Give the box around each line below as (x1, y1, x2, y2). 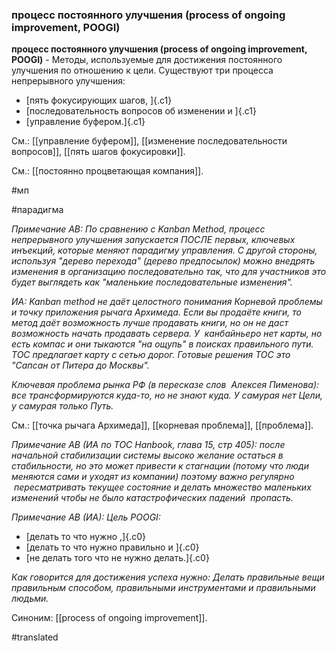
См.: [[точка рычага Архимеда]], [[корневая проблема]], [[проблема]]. (11, 419, 314, 432)
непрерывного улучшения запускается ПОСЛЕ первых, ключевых (11, 234, 296, 246)
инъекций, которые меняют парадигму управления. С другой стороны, (11, 244, 318, 257)
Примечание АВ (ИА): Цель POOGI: (11, 511, 161, 523)
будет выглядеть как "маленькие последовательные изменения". (11, 276, 293, 288)
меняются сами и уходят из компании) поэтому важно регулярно (11, 471, 295, 483)
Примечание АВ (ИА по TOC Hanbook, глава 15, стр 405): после (11, 439, 286, 451)
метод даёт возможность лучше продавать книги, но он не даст (11, 317, 289, 329)
